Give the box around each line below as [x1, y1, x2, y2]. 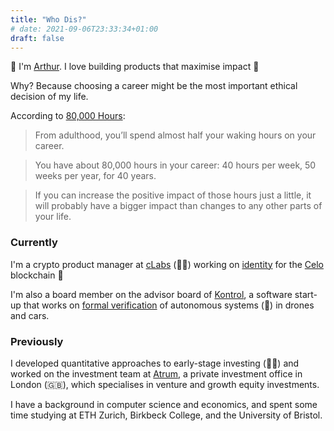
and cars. [10, 309, 50, 321]
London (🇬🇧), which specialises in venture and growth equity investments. [10, 378, 320, 390]
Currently [10, 236, 58, 250]
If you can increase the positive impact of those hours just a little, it [34, 189, 312, 201]
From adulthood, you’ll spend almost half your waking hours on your [34, 129, 317, 141]
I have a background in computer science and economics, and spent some [10, 398, 318, 410]
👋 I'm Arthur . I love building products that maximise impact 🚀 [10, 61, 260, 73]
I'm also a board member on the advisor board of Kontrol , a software [10, 288, 293, 300]
